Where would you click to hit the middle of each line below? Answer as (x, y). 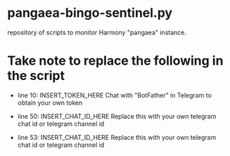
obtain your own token (50, 103)
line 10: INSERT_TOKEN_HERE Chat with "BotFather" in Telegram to (115, 95)
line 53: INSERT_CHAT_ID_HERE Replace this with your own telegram (117, 137)
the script (36, 76)
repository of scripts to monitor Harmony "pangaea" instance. (97, 32)
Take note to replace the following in (115, 61)
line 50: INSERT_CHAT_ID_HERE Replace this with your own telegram (117, 116)
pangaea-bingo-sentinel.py (90, 13)
